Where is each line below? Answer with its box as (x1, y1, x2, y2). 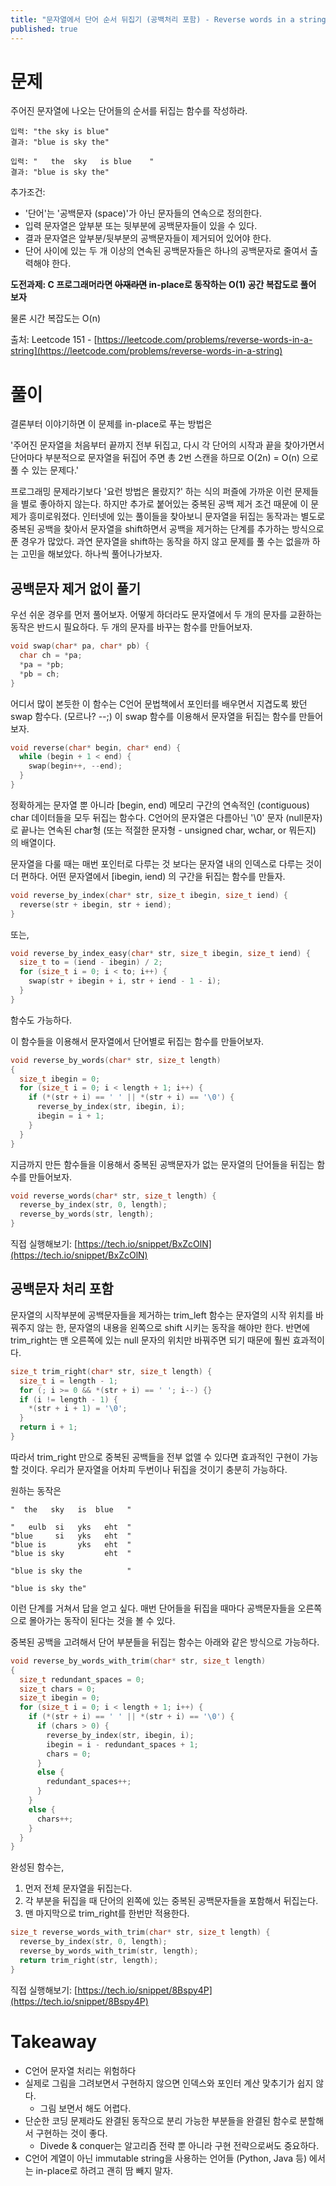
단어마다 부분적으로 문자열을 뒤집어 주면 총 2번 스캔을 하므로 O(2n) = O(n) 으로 (10, 452, 319, 464)
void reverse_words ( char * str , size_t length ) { (10, 1191, 217, 1201)
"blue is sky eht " (10, 1548, 132, 1558)
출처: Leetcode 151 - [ (10, 334, 98, 346)
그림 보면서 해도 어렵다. (39, 2102, 132, 2114)
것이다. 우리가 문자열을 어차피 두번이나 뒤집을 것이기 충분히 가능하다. (20, 1463, 288, 1475)
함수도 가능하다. (10, 1014, 73, 1026)
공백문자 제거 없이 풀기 (10, 580, 142, 597)
